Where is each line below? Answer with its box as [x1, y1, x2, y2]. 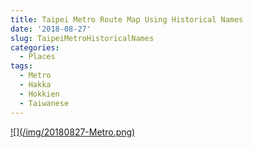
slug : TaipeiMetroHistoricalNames [10, 33, 155, 43]
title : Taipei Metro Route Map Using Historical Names [10, 14, 244, 25]
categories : [10, 42, 60, 53]
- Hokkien [19, 89, 60, 99]
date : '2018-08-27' [10, 24, 92, 34]
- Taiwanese [19, 98, 70, 108]
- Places [19, 52, 56, 62]
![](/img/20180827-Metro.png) [10, 126, 136, 138]
